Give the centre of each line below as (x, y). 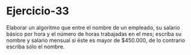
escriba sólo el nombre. (36, 47)
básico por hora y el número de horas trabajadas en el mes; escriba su (94, 33)
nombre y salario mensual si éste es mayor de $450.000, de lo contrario (96, 40)
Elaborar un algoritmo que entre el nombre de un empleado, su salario (93, 27)
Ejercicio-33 (38, 11)
